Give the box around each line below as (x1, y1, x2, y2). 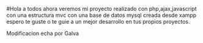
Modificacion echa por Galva (6, 30, 79, 37)
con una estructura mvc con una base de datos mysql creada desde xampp (6, 12, 197, 19)
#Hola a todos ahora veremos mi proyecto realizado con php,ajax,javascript (6, 5, 197, 12)
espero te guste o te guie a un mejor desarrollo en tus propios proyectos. (6, 18, 190, 25)
